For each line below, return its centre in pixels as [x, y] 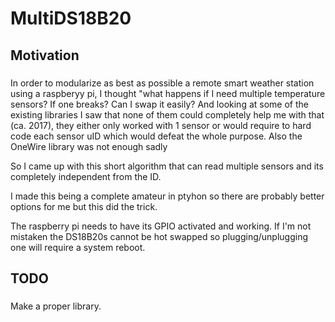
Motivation [45, 55]
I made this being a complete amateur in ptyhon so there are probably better [167, 196]
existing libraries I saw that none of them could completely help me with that [167, 114]
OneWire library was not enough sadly [89, 146]
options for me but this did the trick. [84, 206]
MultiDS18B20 [71, 18]
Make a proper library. [56, 306]
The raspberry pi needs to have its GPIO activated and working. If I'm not [161, 226]
